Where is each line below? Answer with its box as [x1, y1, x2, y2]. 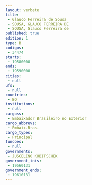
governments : [5, 149, 33, 154]
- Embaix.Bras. [7, 125, 39, 130]
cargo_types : [5, 130, 33, 135]
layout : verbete [5, 7, 39, 13]
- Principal [7, 135, 33, 140]
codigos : [5, 45, 24, 50]
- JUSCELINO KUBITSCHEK [7, 154, 58, 159]
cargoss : [5, 111, 24, 117]
